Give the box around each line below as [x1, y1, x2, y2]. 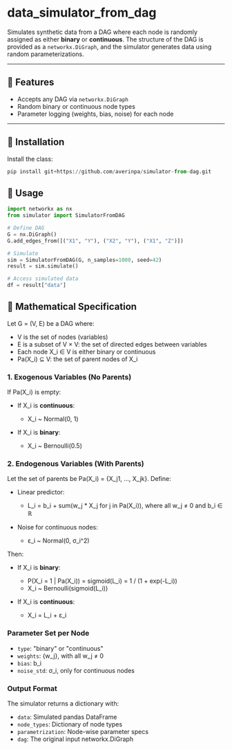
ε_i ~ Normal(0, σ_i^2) [27, 537, 90, 545]
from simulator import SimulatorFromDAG [7, 212, 126, 219]
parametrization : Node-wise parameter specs [17, 728, 149, 735]
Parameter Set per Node [7, 629, 90, 638]
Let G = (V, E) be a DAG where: [7, 319, 95, 327]
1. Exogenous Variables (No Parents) [7, 372, 132, 382]
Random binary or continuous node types [17, 102, 136, 110]
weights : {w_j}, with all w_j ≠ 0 [17, 652, 104, 660]
